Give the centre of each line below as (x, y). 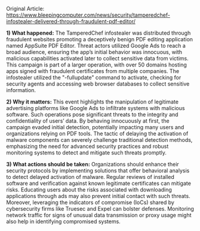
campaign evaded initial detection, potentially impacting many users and (95, 127)
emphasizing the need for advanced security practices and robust (87, 146)
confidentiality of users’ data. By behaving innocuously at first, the (88, 121)
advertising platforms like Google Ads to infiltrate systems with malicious (96, 108)
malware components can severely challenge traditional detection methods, (99, 140)
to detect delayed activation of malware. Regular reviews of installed (90, 177)
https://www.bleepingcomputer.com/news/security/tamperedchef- (88, 15)
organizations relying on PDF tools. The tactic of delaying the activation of (97, 133)
